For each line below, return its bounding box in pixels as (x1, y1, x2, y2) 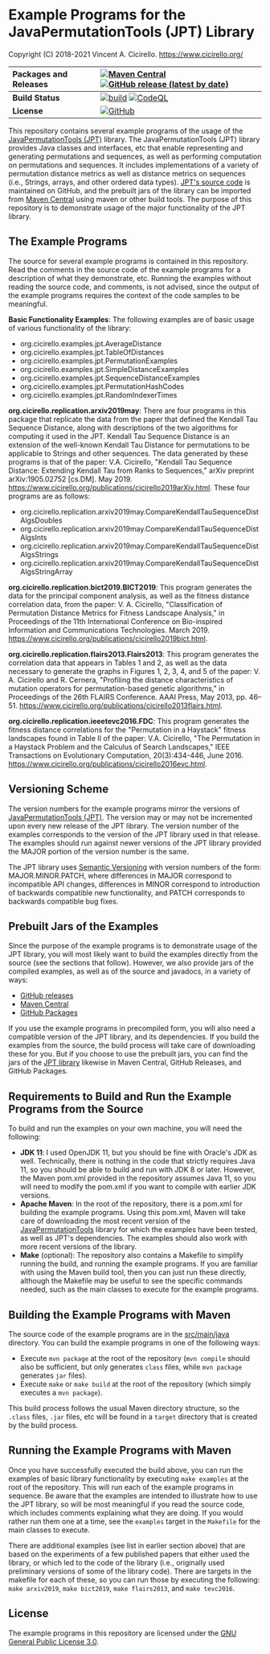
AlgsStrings (19, 549, 59, 559)
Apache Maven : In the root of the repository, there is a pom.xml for (19, 1199, 243, 1209)
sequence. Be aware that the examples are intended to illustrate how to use (8, 1491, 258, 1500)
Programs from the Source (8, 1102, 144, 1116)
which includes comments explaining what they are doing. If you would (8, 1507, 243, 1517)
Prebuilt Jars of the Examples (8, 920, 159, 933)
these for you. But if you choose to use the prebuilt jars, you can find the (8, 1049, 248, 1059)
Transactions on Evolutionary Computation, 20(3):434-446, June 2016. (8, 751, 243, 760)
